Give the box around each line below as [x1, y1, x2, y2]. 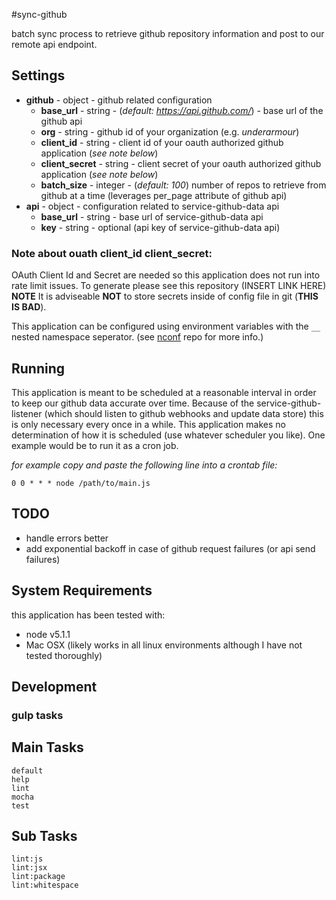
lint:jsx [11, 863, 48, 873]
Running [11, 360, 66, 377]
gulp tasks [11, 708, 64, 722]
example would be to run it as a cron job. [11, 439, 179, 451]
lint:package [11, 872, 66, 882]
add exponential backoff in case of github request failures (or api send [25, 542, 316, 554]
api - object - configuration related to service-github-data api [25, 200, 280, 212]
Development [11, 678, 98, 695]
